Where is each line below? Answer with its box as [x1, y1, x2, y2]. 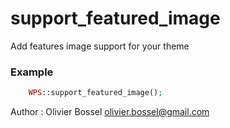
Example [10, 65, 54, 79]
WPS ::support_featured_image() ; [28, 88, 163, 98]
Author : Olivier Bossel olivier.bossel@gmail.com [10, 106, 210, 118]
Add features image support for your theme [10, 40, 190, 52]
